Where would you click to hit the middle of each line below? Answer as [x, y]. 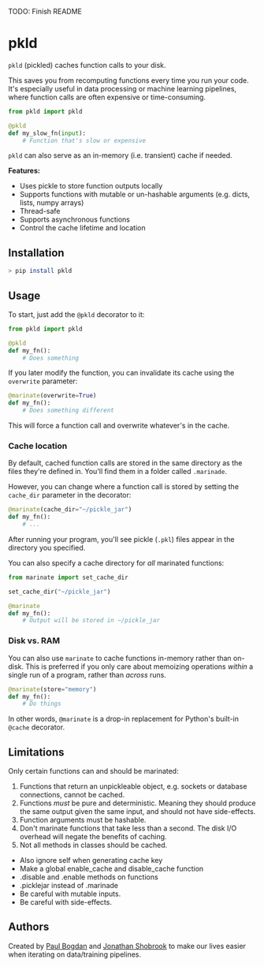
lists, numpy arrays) [52, 203]
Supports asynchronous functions [74, 219]
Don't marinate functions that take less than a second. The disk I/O [128, 828]
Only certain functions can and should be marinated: [93, 771]
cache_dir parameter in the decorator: [70, 495]
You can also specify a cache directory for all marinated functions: [116, 562]
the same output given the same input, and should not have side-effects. [138, 812]
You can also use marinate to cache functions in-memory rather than [120, 658]
